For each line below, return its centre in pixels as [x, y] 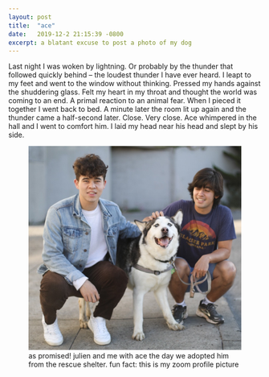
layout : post [30, 17]
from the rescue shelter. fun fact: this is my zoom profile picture [134, 364]
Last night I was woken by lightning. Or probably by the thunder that [121, 66]
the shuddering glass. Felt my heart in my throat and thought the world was [133, 92]
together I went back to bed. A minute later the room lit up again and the [127, 110]
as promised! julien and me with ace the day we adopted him [129, 355]
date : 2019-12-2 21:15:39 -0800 [66, 34]
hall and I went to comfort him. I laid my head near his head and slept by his [133, 126]
